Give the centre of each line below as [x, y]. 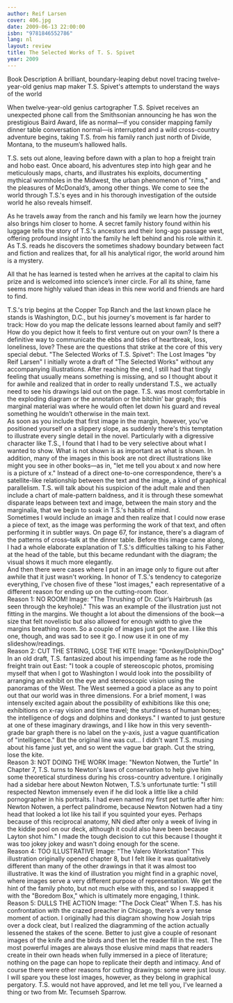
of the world [25, 94]
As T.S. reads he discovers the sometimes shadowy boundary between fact [116, 246]
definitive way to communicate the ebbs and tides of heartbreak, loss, [107, 339]
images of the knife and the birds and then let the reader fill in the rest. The [115, 940]
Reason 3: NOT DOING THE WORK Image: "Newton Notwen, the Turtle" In [113, 762]
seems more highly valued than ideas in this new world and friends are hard [116, 289]
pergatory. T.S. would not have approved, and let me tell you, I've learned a [115, 984]
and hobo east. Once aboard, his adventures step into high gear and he [110, 165]
